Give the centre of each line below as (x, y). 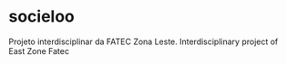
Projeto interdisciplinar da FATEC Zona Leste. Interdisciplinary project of (143, 41)
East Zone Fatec (39, 50)
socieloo (41, 17)
